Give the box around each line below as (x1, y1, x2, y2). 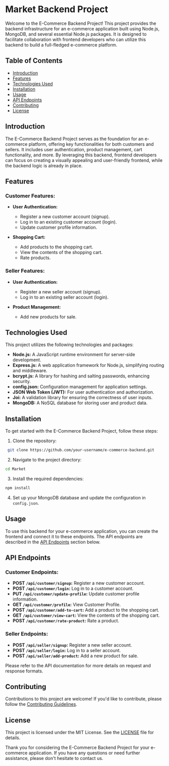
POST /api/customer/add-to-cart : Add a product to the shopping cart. (12, 607, 160, 613)
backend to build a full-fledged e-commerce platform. (5, 41, 118, 48)
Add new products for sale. (20, 314, 77, 320)
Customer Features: (5, 192, 55, 199)
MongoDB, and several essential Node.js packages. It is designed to (5, 31, 147, 37)
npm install (5, 485, 30, 490)
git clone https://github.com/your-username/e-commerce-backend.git (7, 448, 155, 453)
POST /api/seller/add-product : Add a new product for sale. (12, 653, 139, 659)
